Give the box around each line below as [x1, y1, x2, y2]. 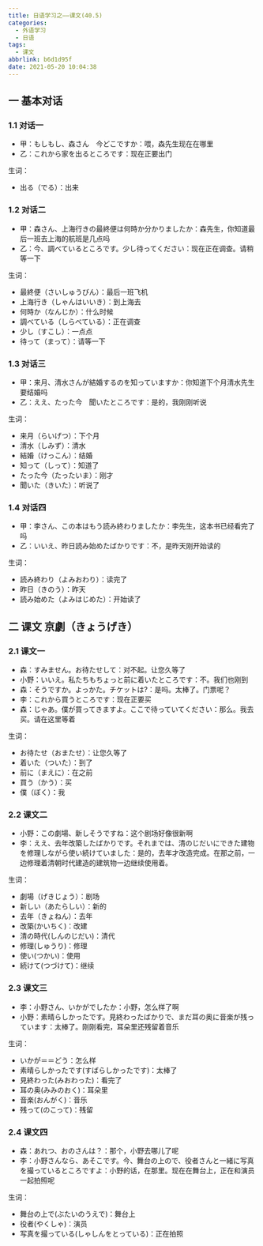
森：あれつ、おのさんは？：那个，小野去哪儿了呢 [19, 1146, 179, 1155]
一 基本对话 [8, 94, 63, 107]
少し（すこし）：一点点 [19, 326, 93, 336]
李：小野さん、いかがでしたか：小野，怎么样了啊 [19, 1002, 179, 1011]
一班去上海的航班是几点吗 [26, 234, 111, 243]
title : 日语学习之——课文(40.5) [8, 11, 103, 20]
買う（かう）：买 [19, 777, 73, 787]
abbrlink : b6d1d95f [8, 56, 73, 64]
